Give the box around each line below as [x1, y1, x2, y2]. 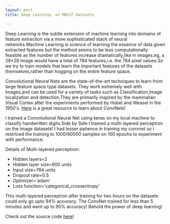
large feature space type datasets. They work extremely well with [5, 83, 142, 89]
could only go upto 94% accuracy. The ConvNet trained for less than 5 [5, 198, 153, 204]
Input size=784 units [12, 167, 56, 173]
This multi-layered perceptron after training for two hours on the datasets [5, 193, 158, 199]
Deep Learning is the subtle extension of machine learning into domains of [5, 30, 161, 36]
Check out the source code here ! [5, 213, 75, 219]
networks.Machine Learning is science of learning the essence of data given [5, 41, 165, 47]
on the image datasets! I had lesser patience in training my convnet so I [5, 125, 154, 132]
